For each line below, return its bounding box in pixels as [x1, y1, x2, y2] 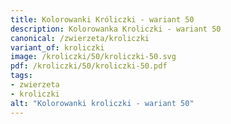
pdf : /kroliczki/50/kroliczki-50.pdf [10, 61, 168, 71]
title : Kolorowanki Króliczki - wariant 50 [10, 14, 195, 25]
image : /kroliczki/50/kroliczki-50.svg [10, 52, 177, 62]
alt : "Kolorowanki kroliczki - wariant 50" [10, 98, 195, 108]
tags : [10, 71, 33, 81]
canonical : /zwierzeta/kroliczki [10, 33, 150, 43]
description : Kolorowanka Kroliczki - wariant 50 [10, 24, 222, 34]
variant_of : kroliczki [10, 42, 105, 53]
